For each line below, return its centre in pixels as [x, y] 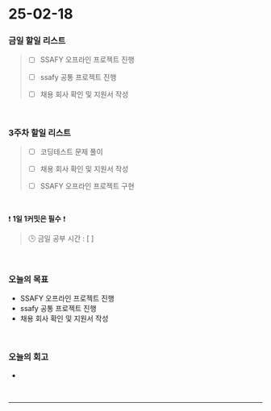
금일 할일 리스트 [37, 41]
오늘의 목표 [29, 280]
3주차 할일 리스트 [40, 132]
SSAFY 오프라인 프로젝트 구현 [87, 186]
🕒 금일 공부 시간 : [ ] [61, 239]
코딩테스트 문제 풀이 [71, 152]
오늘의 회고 [29, 357]
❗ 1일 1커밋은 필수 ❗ [37, 219]
